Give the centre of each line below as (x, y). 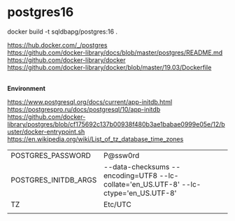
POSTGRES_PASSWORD (51, 155)
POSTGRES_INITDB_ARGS (54, 180)
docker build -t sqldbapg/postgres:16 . (62, 31)
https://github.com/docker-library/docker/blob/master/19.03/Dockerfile (109, 67)
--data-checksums (137, 166)
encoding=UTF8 (131, 176)
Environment (26, 88)
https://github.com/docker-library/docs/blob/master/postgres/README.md (115, 52)
